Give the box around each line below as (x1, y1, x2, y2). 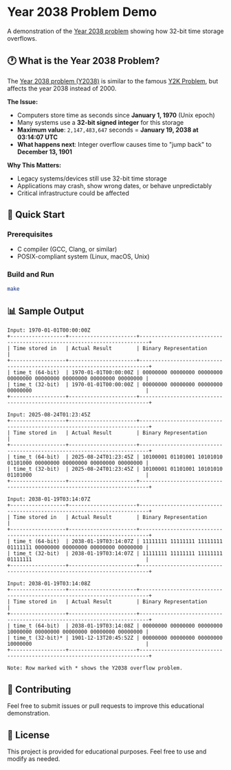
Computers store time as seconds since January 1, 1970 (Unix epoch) (16, 111, 215, 119)
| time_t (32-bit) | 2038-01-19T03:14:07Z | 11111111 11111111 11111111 (7, 550, 223, 557)
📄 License (7, 729, 50, 741)
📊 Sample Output (7, 305, 85, 317)
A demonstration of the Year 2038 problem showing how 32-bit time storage (7, 27, 224, 35)
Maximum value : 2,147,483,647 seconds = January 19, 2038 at (16, 125, 199, 134)
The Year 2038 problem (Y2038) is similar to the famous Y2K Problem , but (7, 77, 219, 85)
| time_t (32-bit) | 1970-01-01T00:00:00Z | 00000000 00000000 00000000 (7, 381, 223, 388)
